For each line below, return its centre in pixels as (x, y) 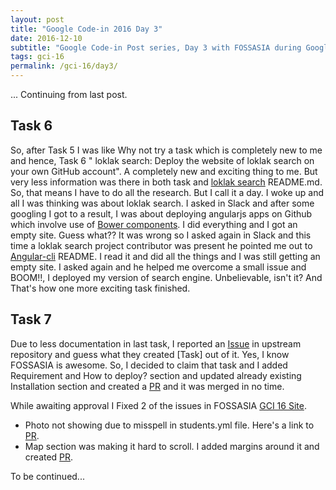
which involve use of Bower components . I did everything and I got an (154, 224)
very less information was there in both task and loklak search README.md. (166, 182)
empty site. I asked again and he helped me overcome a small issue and (158, 267)
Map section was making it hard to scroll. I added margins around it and (172, 446)
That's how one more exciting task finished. (100, 288)
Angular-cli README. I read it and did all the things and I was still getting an (165, 256)
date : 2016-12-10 (46, 38)
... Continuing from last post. (69, 94)
